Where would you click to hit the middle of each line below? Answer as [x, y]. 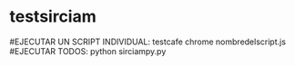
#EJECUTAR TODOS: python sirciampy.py [88, 51]
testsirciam [53, 17]
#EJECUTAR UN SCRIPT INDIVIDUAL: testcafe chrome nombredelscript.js [148, 42]
